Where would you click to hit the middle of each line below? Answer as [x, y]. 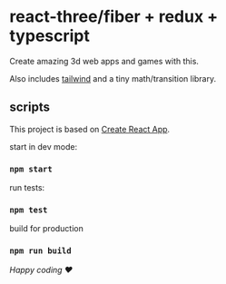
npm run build [40, 251]
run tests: [27, 188]
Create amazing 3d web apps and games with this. [104, 61]
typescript [50, 36]
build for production [47, 229]
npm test [29, 210]
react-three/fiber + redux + [114, 17]
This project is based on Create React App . [90, 129]
